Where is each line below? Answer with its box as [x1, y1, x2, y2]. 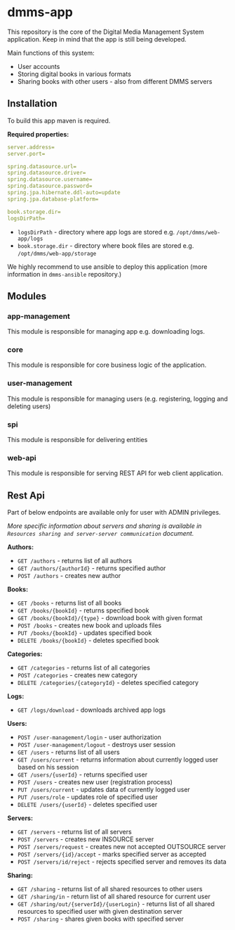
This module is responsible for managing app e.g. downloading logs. [7, 327, 206, 336]
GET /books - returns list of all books [17, 599, 122, 608]
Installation [7, 98, 58, 110]
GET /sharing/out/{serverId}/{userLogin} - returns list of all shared [17, 900, 215, 908]
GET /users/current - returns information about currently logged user [17, 755, 219, 764]
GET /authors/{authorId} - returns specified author [17, 564, 166, 572]
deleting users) [7, 402, 51, 410]
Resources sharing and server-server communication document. [7, 529, 194, 538]
